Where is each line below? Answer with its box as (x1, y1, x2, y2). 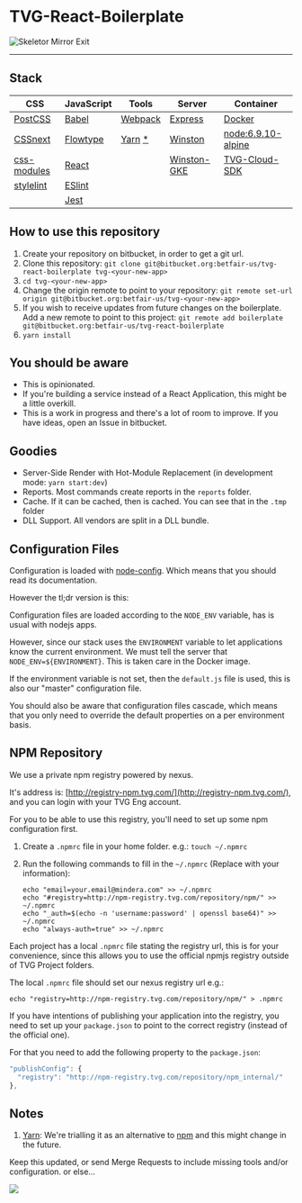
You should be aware (9, 355, 129, 370)
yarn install (22, 330, 72, 339)
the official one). (9, 1029, 70, 1040)
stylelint (13, 178, 48, 191)
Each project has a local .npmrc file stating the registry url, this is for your (9, 940, 280, 951)
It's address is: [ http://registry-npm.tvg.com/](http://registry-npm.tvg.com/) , (9, 786, 292, 798)
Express (169, 113, 204, 125)
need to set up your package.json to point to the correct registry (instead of (9, 1019, 288, 1030)
